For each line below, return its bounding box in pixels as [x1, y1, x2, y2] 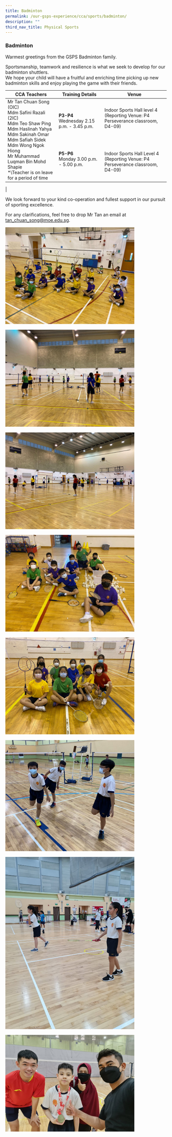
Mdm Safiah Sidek [7, 137, 46, 143]
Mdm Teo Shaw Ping [7, 120, 51, 127]
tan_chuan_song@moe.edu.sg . [5, 217, 71, 223]
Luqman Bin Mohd [7, 159, 46, 165]
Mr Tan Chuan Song [7, 99, 50, 105]
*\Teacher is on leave [7, 170, 53, 176]
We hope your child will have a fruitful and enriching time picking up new [5, 74, 159, 80]
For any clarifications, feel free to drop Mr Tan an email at [5, 212, 126, 218]
